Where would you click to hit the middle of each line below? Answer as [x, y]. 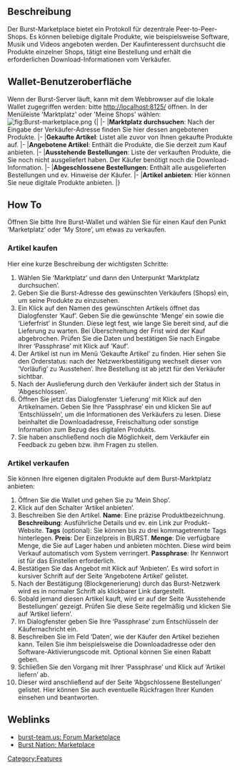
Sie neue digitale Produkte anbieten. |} [64, 182]
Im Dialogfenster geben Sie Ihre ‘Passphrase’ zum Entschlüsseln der [118, 621]
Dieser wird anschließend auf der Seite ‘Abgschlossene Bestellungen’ [120, 682]
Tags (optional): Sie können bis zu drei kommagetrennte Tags [136, 531]
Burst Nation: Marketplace [56, 744]
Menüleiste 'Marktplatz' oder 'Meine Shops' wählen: [84, 114]
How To [25, 205]
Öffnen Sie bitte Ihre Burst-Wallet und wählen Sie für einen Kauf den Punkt [117, 222]
